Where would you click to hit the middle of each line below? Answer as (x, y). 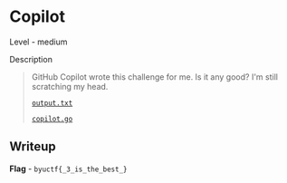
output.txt (52, 103)
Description (31, 59)
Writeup (33, 147)
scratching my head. (70, 86)
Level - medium (38, 42)
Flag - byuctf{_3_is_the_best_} (68, 169)
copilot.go (52, 119)
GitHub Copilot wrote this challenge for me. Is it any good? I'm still (155, 77)
